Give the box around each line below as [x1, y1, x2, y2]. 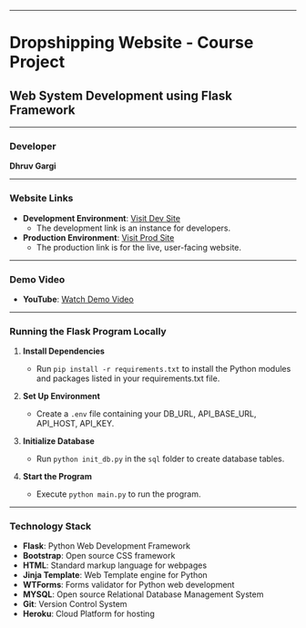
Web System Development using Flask [9, 88, 232, 103]
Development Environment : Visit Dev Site [22, 212, 180, 223]
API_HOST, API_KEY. [36, 418, 115, 429]
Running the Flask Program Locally [9, 324, 167, 337]
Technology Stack [9, 520, 92, 533]
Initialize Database [22, 436, 96, 447]
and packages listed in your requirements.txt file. [36, 373, 220, 384]
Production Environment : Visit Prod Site [22, 232, 175, 242]
